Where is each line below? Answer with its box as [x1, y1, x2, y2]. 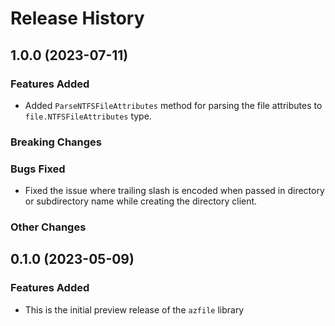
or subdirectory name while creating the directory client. [24, 195, 258, 207]
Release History [10, 7, 145, 30]
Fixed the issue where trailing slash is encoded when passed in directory [24, 185, 325, 197]
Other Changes [10, 220, 87, 234]
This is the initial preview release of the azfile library [24, 303, 245, 316]
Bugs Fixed [10, 162, 66, 176]
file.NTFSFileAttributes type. [24, 110, 152, 122]
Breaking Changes [10, 135, 103, 149]
